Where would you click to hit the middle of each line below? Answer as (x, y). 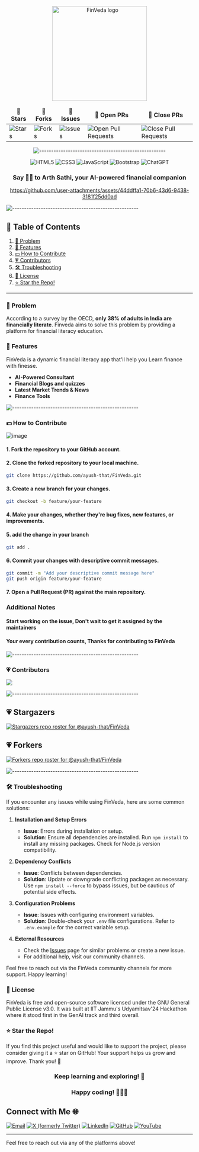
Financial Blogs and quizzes (50, 383)
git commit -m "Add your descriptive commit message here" (81, 573)
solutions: (18, 808)
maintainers (21, 628)
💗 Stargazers (31, 712)
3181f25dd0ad (99, 197)
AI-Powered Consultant (44, 377)
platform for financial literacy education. (55, 331)
